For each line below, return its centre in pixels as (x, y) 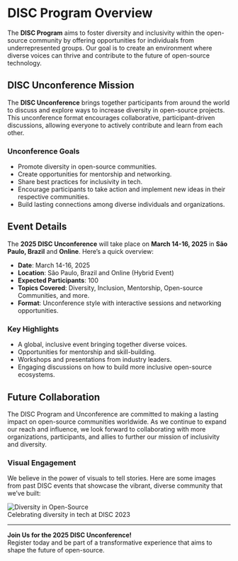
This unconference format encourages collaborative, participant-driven (111, 117)
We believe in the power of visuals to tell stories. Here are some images (112, 479)
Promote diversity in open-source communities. (87, 167)
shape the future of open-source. (56, 550)
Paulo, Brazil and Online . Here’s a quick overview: (80, 251)
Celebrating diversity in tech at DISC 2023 (69, 515)
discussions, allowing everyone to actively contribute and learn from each (115, 125)
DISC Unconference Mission (71, 86)
